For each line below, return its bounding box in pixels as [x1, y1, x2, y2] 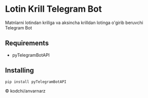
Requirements [5, 39, 49, 48]
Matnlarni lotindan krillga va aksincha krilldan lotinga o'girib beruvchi [5, 20, 143, 25]
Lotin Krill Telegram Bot [5, 3, 102, 15]
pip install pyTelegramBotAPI [5, 79, 67, 84]
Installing [5, 66, 34, 74]
